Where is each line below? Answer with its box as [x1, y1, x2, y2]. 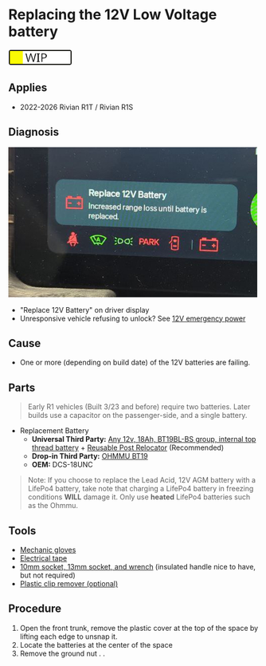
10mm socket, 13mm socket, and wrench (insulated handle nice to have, [19, 562, 256, 571]
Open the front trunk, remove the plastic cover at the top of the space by [19, 623, 259, 633]
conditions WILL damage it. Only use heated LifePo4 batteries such [27, 492, 251, 502]
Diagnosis [8, 125, 60, 139]
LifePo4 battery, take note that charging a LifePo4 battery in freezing [27, 484, 254, 494]
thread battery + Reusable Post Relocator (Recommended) [31, 443, 225, 452]
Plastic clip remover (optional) [19, 579, 119, 588]
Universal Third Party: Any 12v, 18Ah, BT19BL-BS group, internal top [31, 435, 256, 444]
